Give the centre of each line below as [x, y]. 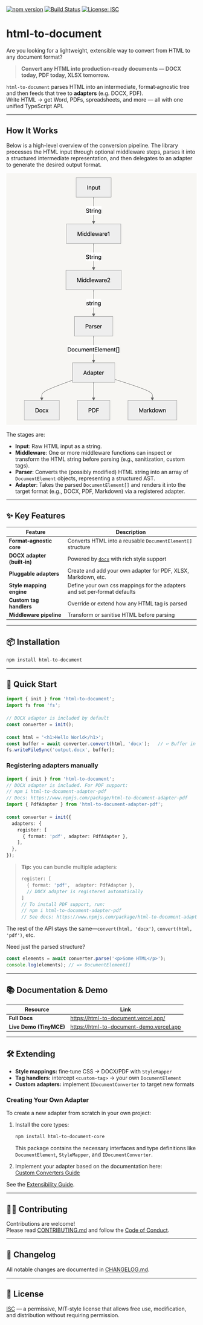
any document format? [34, 57]
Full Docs [21, 1018]
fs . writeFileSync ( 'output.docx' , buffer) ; [60, 750]
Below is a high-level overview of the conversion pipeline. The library [92, 145]
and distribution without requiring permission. [63, 1315]
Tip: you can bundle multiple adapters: [69, 867]
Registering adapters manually [52, 766]
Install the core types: [42, 1125]
